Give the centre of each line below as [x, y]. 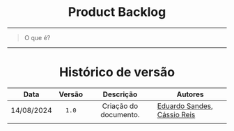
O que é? [37, 37]
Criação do [120, 106]
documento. [120, 114]
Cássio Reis [176, 114]
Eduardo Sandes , [185, 106]
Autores [190, 94]
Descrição [120, 94]
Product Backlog [117, 12]
